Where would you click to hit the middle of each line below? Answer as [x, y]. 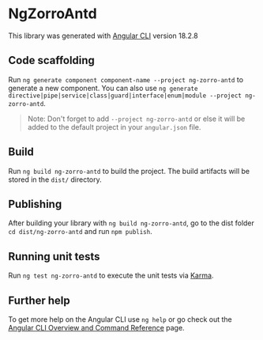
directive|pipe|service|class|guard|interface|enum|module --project [125, 96]
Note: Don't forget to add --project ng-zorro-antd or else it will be [136, 119]
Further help [39, 300]
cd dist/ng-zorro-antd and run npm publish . [80, 232]
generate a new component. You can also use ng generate [103, 88]
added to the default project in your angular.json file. [114, 127]
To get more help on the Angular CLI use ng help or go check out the [120, 319]
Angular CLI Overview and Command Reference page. [96, 328]
